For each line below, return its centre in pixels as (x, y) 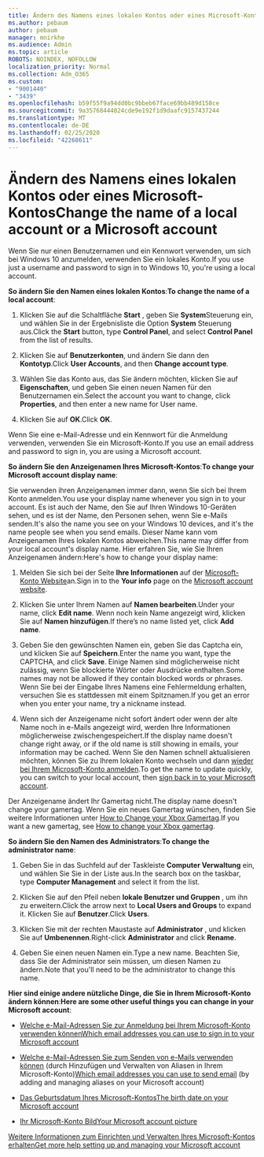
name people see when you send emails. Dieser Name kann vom (113, 532)
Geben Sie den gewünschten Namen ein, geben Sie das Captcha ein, (131, 645)
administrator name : (42, 850)
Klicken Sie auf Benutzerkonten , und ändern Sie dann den (114, 355)
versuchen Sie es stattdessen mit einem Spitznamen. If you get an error (134, 695)
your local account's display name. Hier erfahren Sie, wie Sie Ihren (116, 549)
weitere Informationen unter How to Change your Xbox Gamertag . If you (124, 818)
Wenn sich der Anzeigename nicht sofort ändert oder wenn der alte (128, 719)
